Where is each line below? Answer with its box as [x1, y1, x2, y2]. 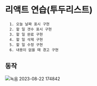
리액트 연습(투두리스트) [5, 4, 93, 16]
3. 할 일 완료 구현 [9, 32, 43, 37]
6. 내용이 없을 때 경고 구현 [9, 47, 59, 52]
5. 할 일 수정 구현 [9, 42, 43, 47]
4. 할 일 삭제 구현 [9, 37, 43, 42]
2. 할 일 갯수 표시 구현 [9, 27, 52, 32]
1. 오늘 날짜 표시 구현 [9, 21, 50, 27]
